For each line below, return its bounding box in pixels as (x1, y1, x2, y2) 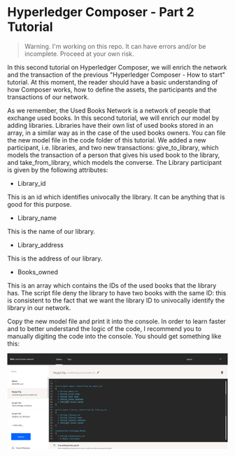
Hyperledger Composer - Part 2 (7, 4, 194, 20)
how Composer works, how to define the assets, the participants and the (7, 85, 218, 94)
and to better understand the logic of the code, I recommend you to (7, 324, 201, 332)
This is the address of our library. (7, 254, 103, 263)
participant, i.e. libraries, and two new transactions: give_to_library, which (7, 143, 219, 152)
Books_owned (17, 267, 58, 276)
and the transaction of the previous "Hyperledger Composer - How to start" (7, 71, 225, 79)
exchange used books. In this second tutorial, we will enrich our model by (7, 113, 220, 122)
